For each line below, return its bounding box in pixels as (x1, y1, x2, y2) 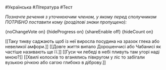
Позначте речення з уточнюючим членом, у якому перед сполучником (5, 14, 157, 19)
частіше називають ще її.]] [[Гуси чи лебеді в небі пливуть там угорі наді (5, 49, 160, 55)
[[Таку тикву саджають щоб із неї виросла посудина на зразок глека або (5, 38, 160, 44)
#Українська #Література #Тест (5, 4, 73, 10)
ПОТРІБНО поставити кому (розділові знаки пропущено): (5, 19, 127, 25)
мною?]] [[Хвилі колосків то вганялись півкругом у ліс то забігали (5, 54, 145, 60)
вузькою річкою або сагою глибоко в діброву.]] (5, 60, 106, 65)
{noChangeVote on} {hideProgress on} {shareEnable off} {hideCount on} (5, 29, 154, 34)
